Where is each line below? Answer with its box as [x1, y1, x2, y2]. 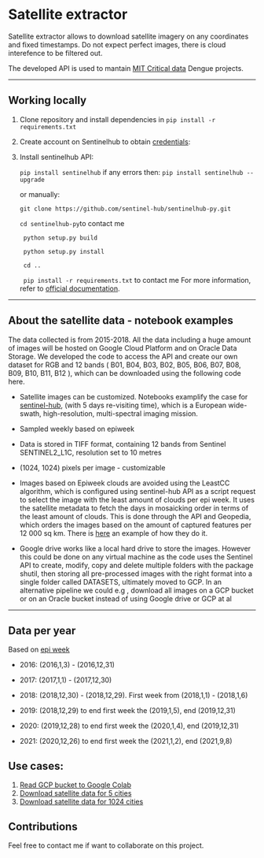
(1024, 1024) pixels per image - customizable [19, 462, 166, 472]
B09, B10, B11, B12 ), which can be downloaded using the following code [8, 368, 241, 377]
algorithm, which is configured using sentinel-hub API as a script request [19, 486, 256, 496]
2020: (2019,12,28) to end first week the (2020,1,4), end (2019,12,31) [19, 721, 240, 730]
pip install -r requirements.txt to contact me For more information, [23, 275, 251, 284]
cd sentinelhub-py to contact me [19, 218, 125, 228]
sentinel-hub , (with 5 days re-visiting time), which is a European [19, 400, 227, 410]
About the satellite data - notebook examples [8, 314, 233, 328]
